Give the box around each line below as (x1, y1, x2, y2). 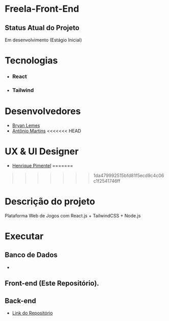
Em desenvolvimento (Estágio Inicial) (5, 37, 82, 43)
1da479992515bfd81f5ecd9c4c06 (93, 172, 164, 179)
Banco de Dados (5, 251, 58, 259)
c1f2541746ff (93, 178, 121, 184)
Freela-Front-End (5, 3, 79, 15)
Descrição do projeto (5, 196, 95, 207)
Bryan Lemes (12, 122, 40, 128)
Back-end (5, 297, 37, 305)
